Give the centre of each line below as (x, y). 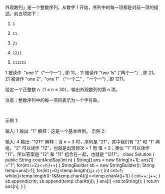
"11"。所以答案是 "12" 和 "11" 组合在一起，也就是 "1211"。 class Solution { (80, 154)
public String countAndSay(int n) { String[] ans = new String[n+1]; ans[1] (79, 160)
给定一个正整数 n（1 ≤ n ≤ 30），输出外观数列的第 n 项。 (63, 89)
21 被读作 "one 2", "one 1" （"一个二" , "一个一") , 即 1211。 (66, 79)
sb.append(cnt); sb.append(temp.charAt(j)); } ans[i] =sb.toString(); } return (82, 181)
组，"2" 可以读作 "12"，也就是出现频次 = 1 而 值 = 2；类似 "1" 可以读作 (77, 148)
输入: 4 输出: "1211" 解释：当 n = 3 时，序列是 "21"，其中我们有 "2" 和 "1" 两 (82, 142)
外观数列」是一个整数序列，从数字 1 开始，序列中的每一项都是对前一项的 (79, 7)
